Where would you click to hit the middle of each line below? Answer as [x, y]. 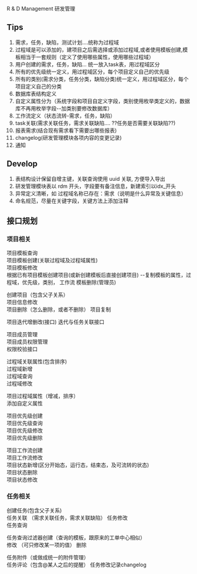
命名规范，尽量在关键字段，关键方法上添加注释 [72, 201]
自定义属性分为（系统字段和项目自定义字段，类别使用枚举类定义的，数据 [102, 101]
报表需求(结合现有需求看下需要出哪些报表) [66, 130]
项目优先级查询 [25, 423]
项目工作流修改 [25, 458]
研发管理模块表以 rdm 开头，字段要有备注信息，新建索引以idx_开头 [96, 186]
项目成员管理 [22, 335]
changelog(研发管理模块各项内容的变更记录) [68, 137]
